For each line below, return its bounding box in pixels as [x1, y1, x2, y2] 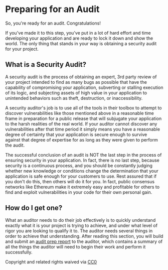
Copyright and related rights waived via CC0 [5, 258, 97, 264]
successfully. [5, 249, 33, 255]
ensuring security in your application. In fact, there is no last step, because [5, 157, 159, 163]
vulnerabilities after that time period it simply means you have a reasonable [5, 126, 160, 132]
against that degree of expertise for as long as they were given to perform [5, 137, 158, 143]
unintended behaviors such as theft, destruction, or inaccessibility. [5, 95, 143, 101]
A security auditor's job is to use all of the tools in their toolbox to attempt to [5, 104, 162, 111]
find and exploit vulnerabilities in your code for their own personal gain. [5, 189, 152, 195]
